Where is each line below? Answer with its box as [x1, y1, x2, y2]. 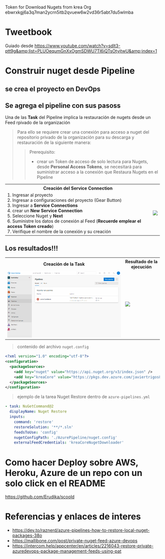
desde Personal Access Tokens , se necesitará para [36, 164, 142, 170]
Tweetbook [5, 27, 53, 38]
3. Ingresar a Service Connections [7, 202, 78, 208]
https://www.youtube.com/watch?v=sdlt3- [34, 43, 121, 49]
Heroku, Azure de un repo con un [5, 467, 142, 478]
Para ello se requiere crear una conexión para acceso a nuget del [17, 129, 150, 135]
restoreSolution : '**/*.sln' [14, 424, 74, 429]
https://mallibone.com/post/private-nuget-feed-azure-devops [12, 538, 137, 544]
